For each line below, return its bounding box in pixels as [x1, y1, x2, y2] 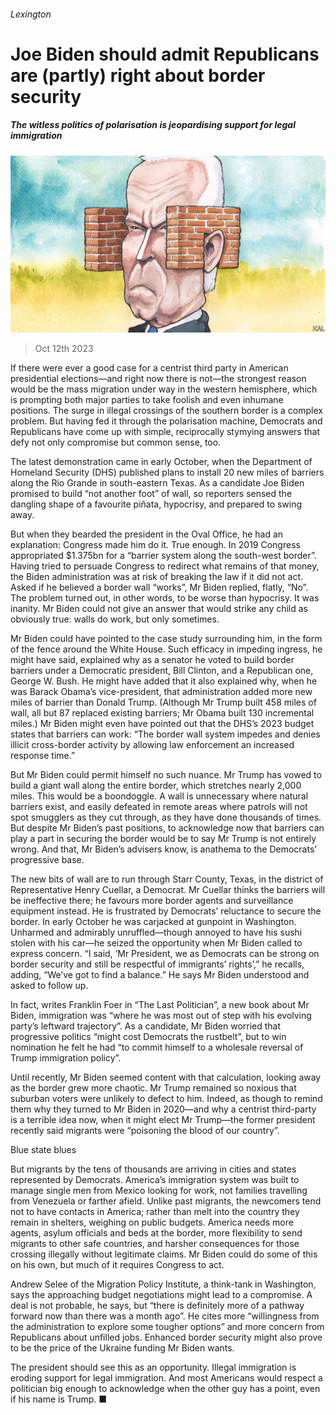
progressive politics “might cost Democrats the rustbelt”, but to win [10, 1031, 287, 1043]
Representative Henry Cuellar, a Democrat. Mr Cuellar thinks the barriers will [10, 884, 326, 896]
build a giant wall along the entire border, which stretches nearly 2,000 [10, 780, 302, 792]
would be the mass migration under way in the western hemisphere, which [10, 383, 318, 395]
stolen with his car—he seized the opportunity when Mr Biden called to [10, 937, 303, 949]
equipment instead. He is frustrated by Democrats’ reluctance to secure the [10, 905, 322, 917]
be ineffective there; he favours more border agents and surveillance [10, 895, 294, 907]
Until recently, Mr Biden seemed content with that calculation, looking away [10, 1071, 322, 1084]
